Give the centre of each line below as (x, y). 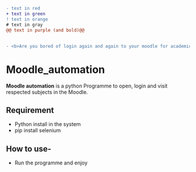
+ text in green (26, 14)
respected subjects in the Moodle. (47, 92)
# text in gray (24, 24)
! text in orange (27, 19)
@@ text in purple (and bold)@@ (45, 30)
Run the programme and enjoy (51, 163)
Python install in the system (48, 124)
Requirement (30, 110)
